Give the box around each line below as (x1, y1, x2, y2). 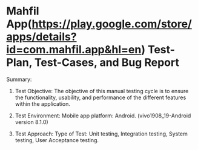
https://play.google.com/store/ (31, 17, 192, 31)
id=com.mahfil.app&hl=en (6, 43, 142, 57)
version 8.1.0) (15, 118, 48, 125)
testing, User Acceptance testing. (15, 136, 99, 143)
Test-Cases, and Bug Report (34, 56, 180, 70)
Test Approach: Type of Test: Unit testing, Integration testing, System (15, 130, 188, 137)
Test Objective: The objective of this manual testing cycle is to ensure (15, 87, 189, 94)
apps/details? (6, 30, 77, 44)
